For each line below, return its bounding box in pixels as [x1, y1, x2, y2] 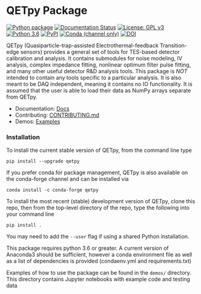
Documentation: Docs [15, 105, 70, 112]
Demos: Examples [15, 117, 61, 125]
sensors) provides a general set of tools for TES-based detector [20, 48, 180, 55]
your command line [6, 211, 54, 218]
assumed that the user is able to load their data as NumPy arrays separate [6, 87, 191, 94]
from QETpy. [6, 93, 38, 100]
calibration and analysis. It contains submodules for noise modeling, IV [6, 54, 183, 62]
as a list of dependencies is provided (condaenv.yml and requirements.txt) [6, 258, 192, 265]
